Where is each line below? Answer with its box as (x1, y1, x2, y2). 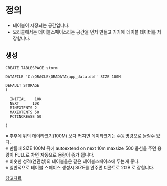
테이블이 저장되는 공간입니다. (12, 22, 70, 28)
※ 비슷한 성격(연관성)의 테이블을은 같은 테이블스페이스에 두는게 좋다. (5, 158, 140, 164)
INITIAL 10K (10, 96, 42, 102)
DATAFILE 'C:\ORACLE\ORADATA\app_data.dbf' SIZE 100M (5, 74, 121, 79)
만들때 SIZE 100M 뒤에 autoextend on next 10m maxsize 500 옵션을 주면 (9, 145, 157, 151)
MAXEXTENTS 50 (10, 110, 39, 115)
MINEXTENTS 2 (10, 105, 37, 110)
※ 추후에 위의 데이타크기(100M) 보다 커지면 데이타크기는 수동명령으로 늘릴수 (5, 133, 155, 139)
